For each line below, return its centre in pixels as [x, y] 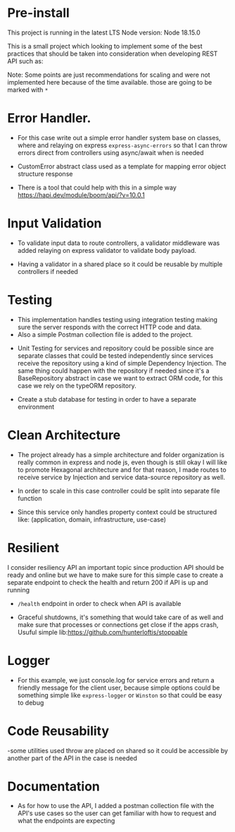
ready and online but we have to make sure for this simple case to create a [115, 575]
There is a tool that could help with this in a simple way [97, 187]
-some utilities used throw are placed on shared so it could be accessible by [118, 750]
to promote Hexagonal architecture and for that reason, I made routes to [122, 469]
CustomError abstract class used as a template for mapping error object [122, 166]
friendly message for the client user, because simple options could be [119, 688]
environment [36, 406]
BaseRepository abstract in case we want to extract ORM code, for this [120, 378]
